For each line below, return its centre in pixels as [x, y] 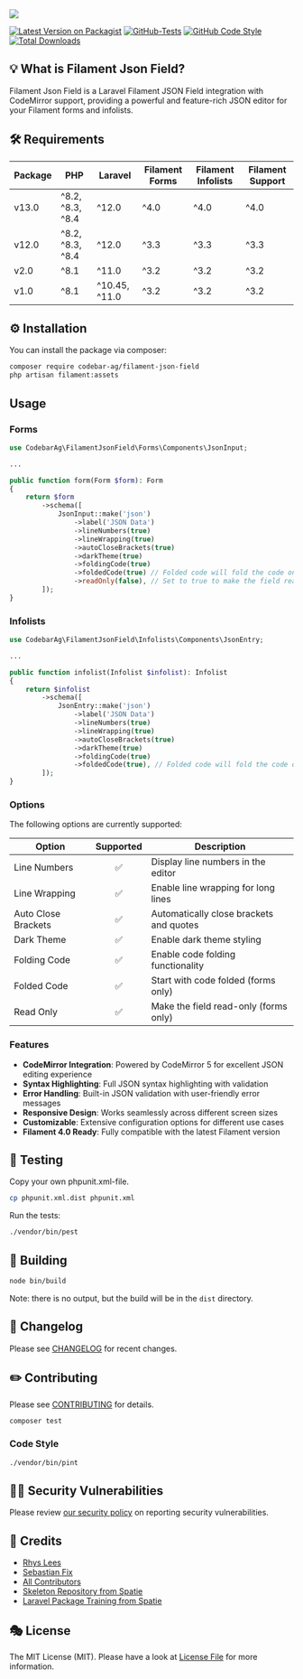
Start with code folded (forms [214, 981]
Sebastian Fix [48, 1572]
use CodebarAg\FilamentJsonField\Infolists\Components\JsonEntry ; [137, 640]
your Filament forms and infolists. [71, 110]
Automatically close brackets [212, 914]
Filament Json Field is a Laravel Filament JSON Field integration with [137, 90]
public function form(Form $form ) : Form [87, 480]
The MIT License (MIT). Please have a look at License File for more [133, 1657]
